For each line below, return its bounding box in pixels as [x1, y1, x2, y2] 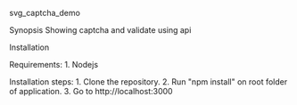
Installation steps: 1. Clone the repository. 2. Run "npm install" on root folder [9, 77, 288, 87]
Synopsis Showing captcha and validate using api [9, 25, 192, 35]
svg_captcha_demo [9, 8, 80, 18]
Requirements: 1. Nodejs [9, 60, 99, 69]
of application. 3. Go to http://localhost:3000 [9, 86, 173, 96]
